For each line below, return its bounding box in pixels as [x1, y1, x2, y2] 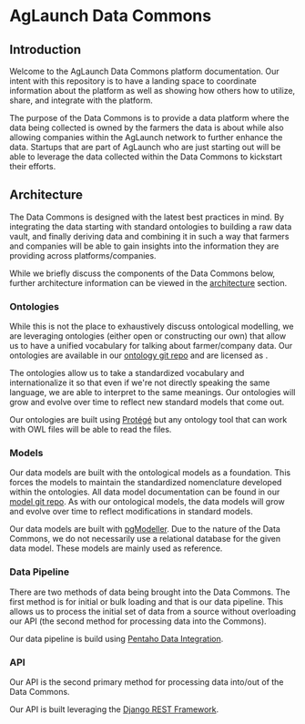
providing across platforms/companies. [9, 250, 157, 260]
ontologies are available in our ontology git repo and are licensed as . [9, 350, 269, 361]
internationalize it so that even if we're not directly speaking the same [9, 377, 270, 388]
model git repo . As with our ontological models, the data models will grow [9, 496, 285, 507]
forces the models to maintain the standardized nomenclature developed [9, 477, 282, 488]
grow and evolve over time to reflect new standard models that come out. [9, 397, 285, 408]
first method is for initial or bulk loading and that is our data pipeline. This [9, 596, 284, 607]
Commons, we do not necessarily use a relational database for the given [9, 534, 281, 545]
